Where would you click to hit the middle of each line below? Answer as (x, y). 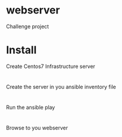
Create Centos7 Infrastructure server (51, 66)
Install (21, 50)
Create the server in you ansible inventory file (61, 87)
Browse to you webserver (37, 128)
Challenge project (28, 26)
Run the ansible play (30, 107)
